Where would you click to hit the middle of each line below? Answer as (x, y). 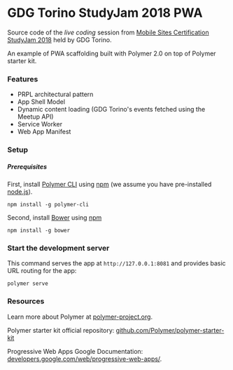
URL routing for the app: (42, 271)
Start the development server (58, 249)
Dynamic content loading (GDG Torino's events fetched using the (111, 110)
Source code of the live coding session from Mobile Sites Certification (108, 32)
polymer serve (28, 284)
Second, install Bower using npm (55, 218)
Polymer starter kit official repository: (61, 330)
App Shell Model (41, 102)
